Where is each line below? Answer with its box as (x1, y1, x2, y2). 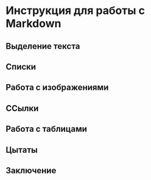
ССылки (5, 103, 39, 113)
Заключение (5, 165, 57, 176)
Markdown (5, 16, 61, 31)
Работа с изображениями (5, 82, 109, 93)
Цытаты (5, 145, 38, 155)
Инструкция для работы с (5, 4, 146, 18)
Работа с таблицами (5, 124, 88, 134)
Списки (5, 62, 37, 72)
